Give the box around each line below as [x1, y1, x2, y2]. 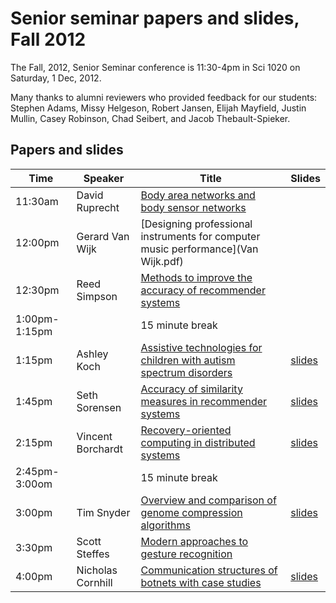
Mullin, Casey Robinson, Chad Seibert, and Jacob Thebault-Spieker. [10, 112, 291, 124]
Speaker [83, 171, 125, 185]
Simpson [76, 289, 118, 303]
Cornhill [76, 575, 113, 589]
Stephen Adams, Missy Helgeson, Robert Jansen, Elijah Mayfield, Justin [10, 102, 307, 114]
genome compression [140, 505, 243, 519]
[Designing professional [140, 217, 253, 231]
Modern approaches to [140, 534, 249, 548]
